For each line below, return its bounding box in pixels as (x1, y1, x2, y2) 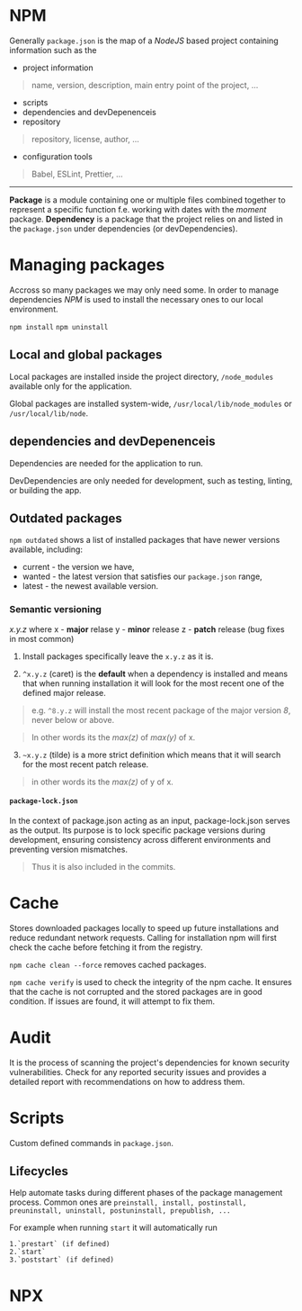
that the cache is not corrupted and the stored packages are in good (9, 986, 262, 997)
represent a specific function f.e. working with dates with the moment (9, 203, 267, 214)
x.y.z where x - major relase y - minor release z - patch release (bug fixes (9, 623, 285, 635)
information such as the (9, 44, 97, 55)
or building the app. (9, 484, 82, 495)
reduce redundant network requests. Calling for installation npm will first (9, 932, 277, 943)
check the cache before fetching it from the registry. (9, 942, 203, 953)
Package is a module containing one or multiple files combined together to (9, 194, 286, 205)
